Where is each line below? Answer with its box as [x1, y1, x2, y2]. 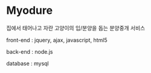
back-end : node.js [6, 48, 53, 55]
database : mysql [6, 60, 50, 67]
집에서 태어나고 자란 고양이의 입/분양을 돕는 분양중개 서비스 [6, 24, 146, 31]
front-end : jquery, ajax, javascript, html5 [6, 36, 108, 43]
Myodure [6, 4, 53, 17]
